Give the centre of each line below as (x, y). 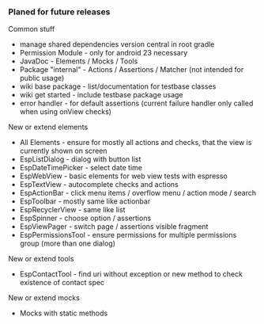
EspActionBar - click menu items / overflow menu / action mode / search (138, 193)
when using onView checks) (66, 112)
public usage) (42, 78)
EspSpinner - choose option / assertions (85, 218)
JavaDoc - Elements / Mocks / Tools (79, 61)
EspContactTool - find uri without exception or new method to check (131, 274)
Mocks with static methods (64, 313)
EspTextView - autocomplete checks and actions (99, 185)
